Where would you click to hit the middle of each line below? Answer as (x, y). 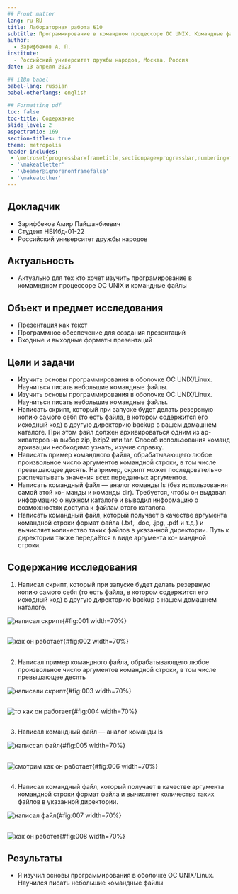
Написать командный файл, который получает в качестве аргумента (122, 515)
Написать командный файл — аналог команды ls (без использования (123, 485)
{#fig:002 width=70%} (96, 642)
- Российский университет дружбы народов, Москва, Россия (101, 60)
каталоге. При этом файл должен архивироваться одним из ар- (114, 432)
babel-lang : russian (38, 86)
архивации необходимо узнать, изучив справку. (91, 447)
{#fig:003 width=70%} (99, 691)
